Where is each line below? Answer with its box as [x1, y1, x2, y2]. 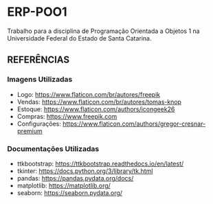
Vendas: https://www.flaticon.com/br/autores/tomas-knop [16, 98, 182, 106]
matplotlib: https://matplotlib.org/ [16, 181, 111, 190]
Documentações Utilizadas [7, 144, 100, 153]
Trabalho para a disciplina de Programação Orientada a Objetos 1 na [7, 27, 201, 35]
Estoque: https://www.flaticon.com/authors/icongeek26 [16, 104, 175, 113]
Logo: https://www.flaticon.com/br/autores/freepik [16, 90, 160, 98]
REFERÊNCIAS [7, 54, 70, 66]
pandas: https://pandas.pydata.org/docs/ [16, 174, 134, 182]
